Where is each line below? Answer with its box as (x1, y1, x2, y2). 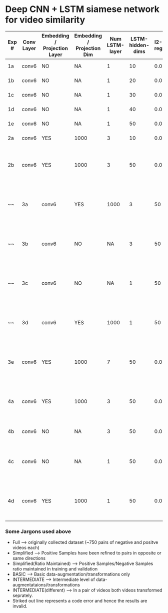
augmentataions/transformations (12, 582, 80, 588)
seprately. (12, 592, 33, 598)
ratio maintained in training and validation (12, 566, 98, 572)
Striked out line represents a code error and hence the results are (12, 598, 147, 604)
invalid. (12, 603, 27, 609)
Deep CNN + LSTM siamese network (5, 4, 160, 15)
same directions (12, 555, 46, 561)
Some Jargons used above (5, 528, 71, 535)
